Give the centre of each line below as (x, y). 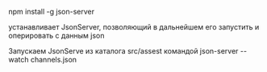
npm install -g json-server (52, 12)
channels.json (54, 60)
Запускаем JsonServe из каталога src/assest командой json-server (123, 51)
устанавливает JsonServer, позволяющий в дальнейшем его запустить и (134, 27)
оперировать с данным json (56, 36)
